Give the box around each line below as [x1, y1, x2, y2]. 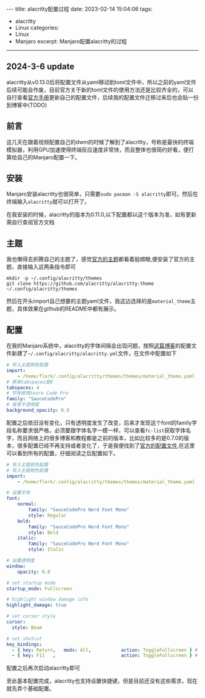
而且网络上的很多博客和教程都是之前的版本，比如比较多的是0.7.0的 [16, 434, 184, 441]
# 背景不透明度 [6, 401, 40, 408]
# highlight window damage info [6, 597, 88, 603]
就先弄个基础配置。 [6, 685, 55, 693]
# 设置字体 [6, 490, 31, 496]
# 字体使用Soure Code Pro [6, 390, 69, 397]
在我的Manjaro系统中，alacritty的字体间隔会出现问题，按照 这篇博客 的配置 [6, 342, 192, 350]
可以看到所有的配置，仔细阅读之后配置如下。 [6, 449, 119, 456]
